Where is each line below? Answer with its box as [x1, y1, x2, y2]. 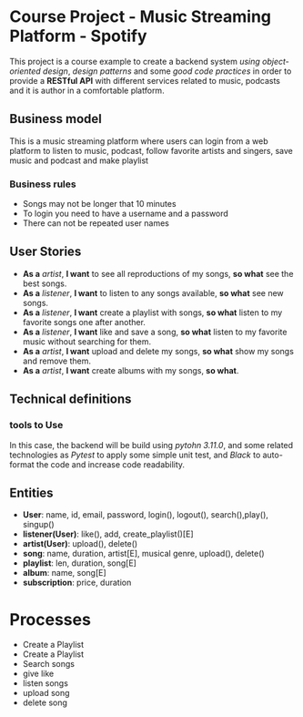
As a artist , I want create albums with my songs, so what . [22, 364, 239, 375]
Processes [9, 609, 91, 630]
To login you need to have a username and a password [22, 208, 229, 220]
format [9, 458, 35, 470]
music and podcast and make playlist [9, 155, 148, 166]
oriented [9, 66, 41, 77]
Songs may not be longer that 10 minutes [22, 199, 177, 210]
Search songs [22, 659, 76, 670]
